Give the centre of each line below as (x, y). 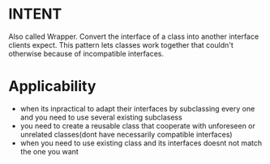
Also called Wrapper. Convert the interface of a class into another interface (134, 36)
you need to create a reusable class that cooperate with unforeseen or (137, 125)
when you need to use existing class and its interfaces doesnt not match (141, 143)
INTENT (35, 14)
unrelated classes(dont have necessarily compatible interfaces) (126, 134)
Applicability (52, 86)
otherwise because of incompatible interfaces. (86, 53)
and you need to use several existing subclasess (101, 117)
